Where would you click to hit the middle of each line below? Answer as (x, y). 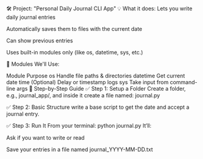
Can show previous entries (40, 41)
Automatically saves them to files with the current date (74, 29)
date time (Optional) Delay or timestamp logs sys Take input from (87, 82)
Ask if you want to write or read (45, 138)
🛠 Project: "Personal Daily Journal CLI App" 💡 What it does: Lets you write (99, 8)
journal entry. (23, 114)
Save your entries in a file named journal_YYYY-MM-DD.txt (80, 149)
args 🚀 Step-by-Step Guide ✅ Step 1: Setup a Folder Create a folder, (101, 89)
